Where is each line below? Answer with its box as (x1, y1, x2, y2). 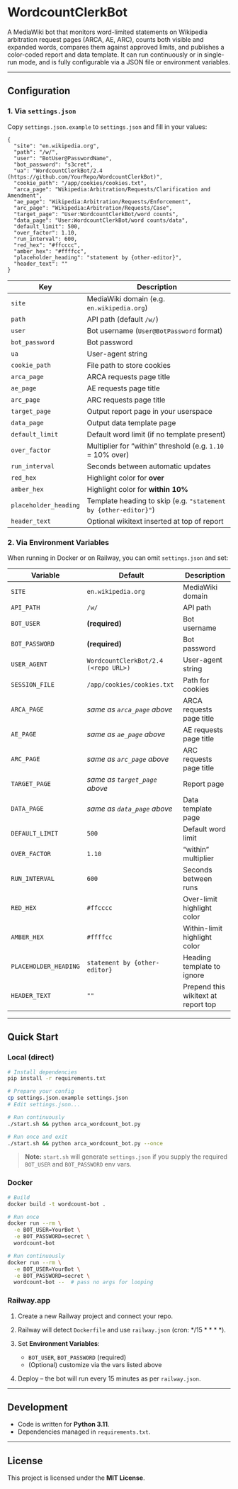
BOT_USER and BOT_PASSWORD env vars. (24, 1160, 132, 1169)
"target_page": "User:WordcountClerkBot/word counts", (13, 210, 179, 218)
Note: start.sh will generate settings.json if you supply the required (24, 1152, 228, 1161)
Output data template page (86, 417, 176, 427)
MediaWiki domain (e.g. (86, 293, 165, 303)
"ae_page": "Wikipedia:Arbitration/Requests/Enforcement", (13, 198, 192, 206)
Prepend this (183, 982, 225, 991)
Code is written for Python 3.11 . (17, 1420, 110, 1429)
